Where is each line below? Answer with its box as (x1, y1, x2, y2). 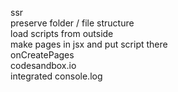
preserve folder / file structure (10, 17, 135, 29)
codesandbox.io (10, 60, 77, 71)
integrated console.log (10, 70, 103, 82)
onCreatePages (10, 49, 75, 61)
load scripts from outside (10, 28, 114, 39)
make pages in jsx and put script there (10, 38, 168, 50)
